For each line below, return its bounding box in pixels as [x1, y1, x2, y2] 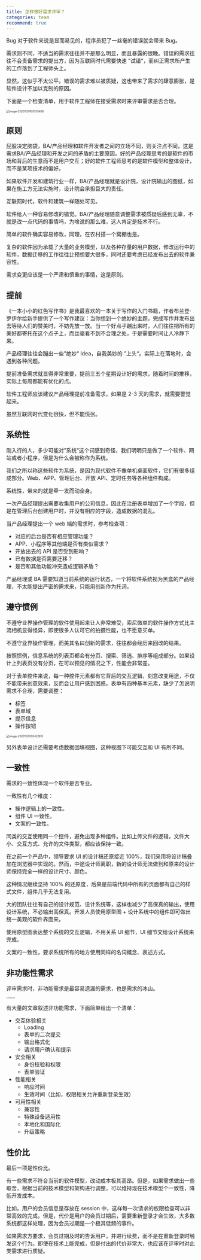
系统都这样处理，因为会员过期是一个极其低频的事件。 [6, 1220, 138, 1227]
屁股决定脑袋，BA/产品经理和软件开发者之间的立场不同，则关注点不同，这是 [6, 142, 194, 150]
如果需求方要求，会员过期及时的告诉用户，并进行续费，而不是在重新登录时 [6, 1232, 190, 1240]
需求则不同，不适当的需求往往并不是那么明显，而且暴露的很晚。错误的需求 [6, 50, 190, 57]
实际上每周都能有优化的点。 [6, 378, 75, 385]
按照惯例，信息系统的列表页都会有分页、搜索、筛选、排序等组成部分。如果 [6, 652, 190, 659]
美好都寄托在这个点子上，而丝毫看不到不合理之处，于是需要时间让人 [6, 330, 174, 337]
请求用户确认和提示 [23, 1046, 72, 1053]
